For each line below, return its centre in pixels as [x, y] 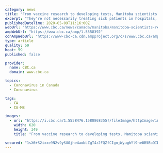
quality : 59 [17, 45]
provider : [15, 63]
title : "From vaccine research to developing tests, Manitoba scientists [81, 14]
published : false [23, 54]
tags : [10, 98]
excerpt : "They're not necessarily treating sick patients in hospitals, [81, 18]
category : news [20, 9]
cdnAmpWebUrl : [19, 37]
